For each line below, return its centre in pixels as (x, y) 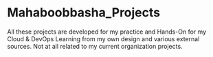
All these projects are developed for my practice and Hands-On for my (107, 32)
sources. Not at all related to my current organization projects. (95, 46)
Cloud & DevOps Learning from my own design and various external (103, 38)
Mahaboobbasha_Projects (84, 13)
